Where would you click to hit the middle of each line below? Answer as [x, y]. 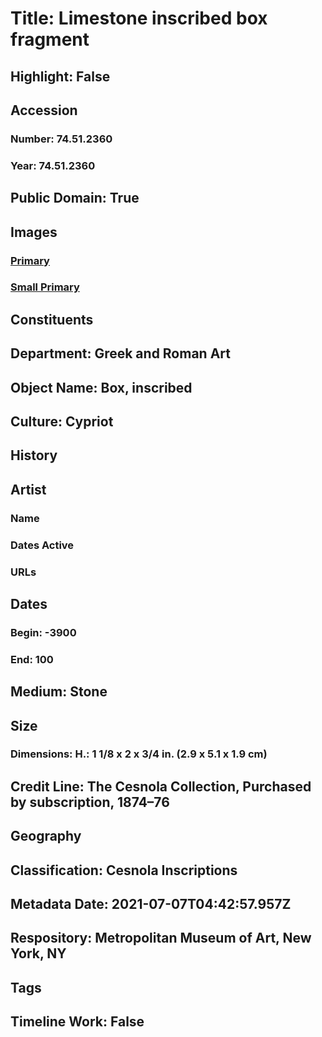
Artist [28, 489]
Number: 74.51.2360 [61, 139]
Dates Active [42, 545]
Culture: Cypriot [62, 421]
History [34, 455]
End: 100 [32, 659]
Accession [44, 110]
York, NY [38, 953]
